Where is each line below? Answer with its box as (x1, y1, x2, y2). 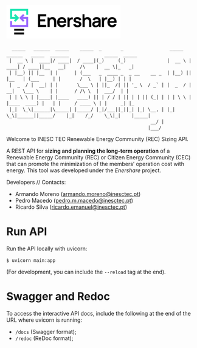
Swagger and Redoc (6, 289, 111, 303)
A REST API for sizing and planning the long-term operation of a (6, 147, 170, 154)
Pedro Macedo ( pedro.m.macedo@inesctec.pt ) (15, 197, 134, 204)
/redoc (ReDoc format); (15, 335, 74, 342)
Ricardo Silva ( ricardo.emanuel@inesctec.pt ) (15, 203, 128, 211)
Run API (6, 225, 47, 239)
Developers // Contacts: (6, 179, 66, 186)
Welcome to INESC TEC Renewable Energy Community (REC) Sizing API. (6, 136, 188, 142)
